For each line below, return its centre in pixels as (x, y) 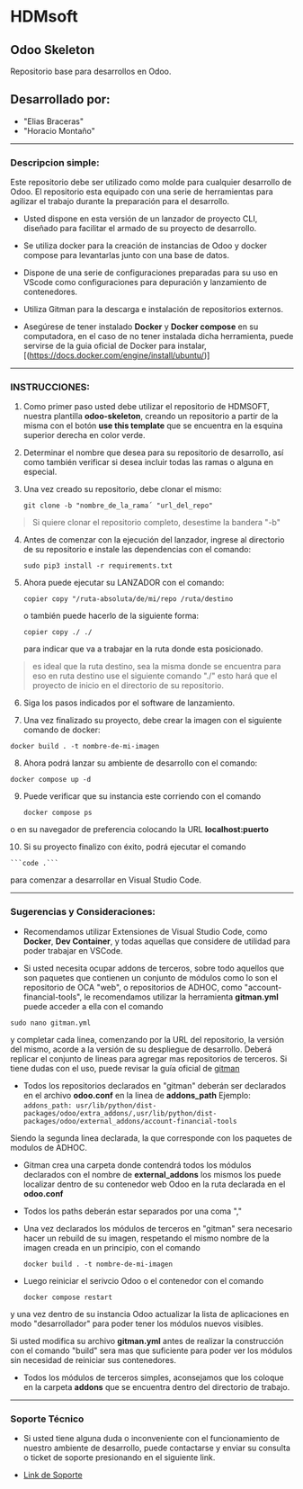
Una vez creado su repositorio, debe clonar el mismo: (122, 489)
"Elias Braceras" (53, 121)
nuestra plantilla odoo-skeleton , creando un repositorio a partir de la (151, 417)
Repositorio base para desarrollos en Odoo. (91, 71)
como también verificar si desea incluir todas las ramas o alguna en (148, 462)
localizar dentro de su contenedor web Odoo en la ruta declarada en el (154, 1184)
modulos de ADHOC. (49, 1147)
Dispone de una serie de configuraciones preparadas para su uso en (150, 273)
